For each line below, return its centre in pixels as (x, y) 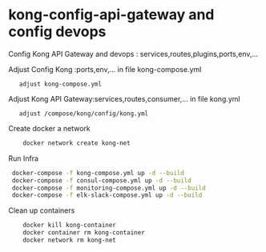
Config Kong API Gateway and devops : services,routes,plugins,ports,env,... (133, 54)
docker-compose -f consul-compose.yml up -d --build (102, 180)
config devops (57, 32)
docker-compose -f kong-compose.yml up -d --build (98, 173)
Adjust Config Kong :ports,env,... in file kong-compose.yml (105, 69)
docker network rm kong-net (69, 240)
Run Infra (23, 158)
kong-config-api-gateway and (111, 15)
